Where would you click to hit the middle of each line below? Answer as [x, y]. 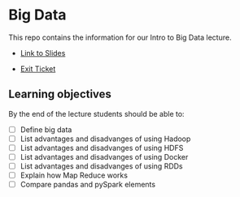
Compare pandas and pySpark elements [88, 185]
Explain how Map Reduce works [74, 175]
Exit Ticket [38, 69]
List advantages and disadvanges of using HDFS [102, 148]
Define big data [46, 129]
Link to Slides [43, 53]
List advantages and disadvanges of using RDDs [101, 166]
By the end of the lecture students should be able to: [96, 113]
